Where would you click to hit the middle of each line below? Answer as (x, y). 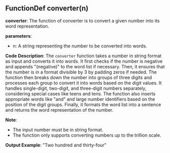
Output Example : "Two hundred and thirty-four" (56, 145)
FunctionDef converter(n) (47, 8)
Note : (11, 120)
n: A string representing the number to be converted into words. (80, 46)
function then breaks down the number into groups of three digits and (79, 77)
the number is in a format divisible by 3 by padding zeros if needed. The (81, 72)
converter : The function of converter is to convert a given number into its (82, 20)
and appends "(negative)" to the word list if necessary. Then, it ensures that (85, 66)
